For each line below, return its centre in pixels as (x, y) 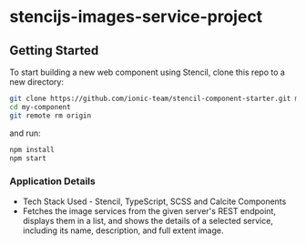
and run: (25, 133)
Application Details (52, 181)
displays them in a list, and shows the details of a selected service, (148, 220)
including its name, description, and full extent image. (123, 230)
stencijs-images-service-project (136, 17)
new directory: (36, 82)
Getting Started (54, 51)
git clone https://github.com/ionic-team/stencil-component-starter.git (150, 98)
